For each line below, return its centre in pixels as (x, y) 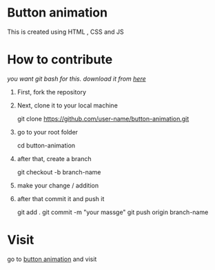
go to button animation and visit (52, 259)
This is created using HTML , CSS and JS (65, 32)
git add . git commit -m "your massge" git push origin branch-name (113, 212)
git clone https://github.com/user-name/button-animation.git (103, 118)
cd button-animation (46, 145)
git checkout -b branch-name (59, 172)
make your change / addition (58, 185)
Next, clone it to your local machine (68, 105)
